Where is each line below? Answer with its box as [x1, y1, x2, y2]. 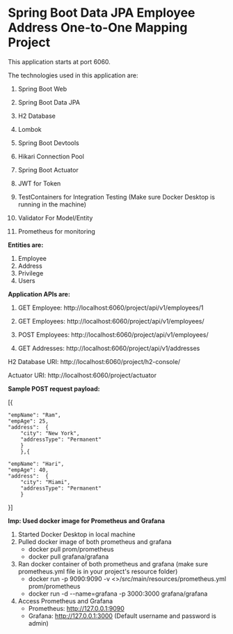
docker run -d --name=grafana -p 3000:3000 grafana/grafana [28, 589, 208, 598]
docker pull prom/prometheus [28, 545, 114, 553]
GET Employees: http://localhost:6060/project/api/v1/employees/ [17, 317, 204, 325]
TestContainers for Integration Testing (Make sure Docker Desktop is [17, 193, 215, 201]
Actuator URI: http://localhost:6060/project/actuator [8, 371, 157, 379]
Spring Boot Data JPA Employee [8, 5, 195, 21]
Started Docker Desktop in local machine [17, 530, 136, 538]
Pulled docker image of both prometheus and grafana [17, 537, 172, 545]
